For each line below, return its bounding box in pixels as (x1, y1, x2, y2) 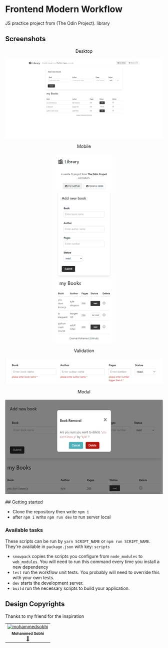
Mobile (76, 143, 91, 149)
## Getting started (5, 499, 43, 505)
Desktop (75, 48, 93, 54)
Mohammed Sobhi (11, 631, 44, 636)
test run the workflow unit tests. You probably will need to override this (12, 569, 160, 575)
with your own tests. (12, 574, 54, 581)
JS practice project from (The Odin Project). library (5, 20, 110, 26)
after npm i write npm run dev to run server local (12, 514, 111, 520)
